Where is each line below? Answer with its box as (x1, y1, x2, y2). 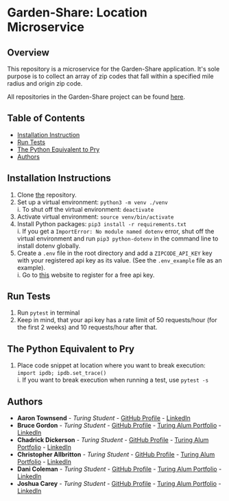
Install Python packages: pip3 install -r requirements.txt (16, 219, 187, 228)
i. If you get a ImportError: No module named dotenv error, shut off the (16, 227, 215, 235)
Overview (7, 47, 50, 58)
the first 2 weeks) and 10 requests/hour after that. (16, 323, 158, 332)
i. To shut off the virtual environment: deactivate (16, 205, 154, 213)
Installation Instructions (7, 173, 112, 184)
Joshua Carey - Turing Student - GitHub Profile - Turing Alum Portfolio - (16, 480, 221, 488)
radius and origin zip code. (7, 80, 83, 87)
